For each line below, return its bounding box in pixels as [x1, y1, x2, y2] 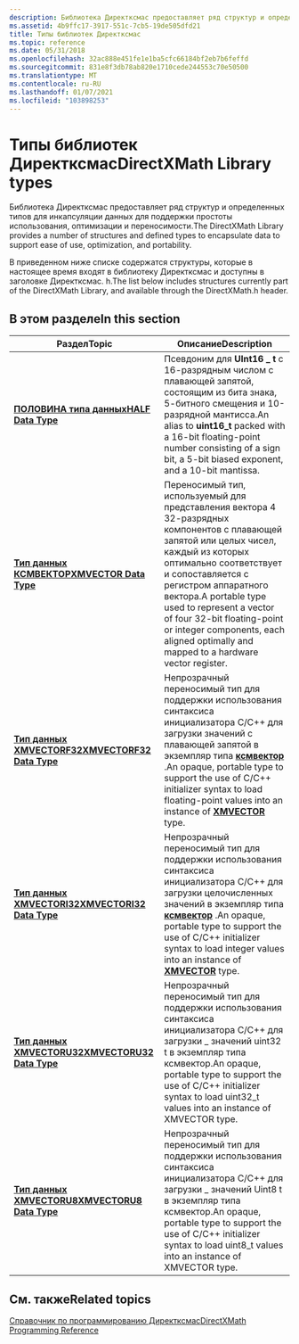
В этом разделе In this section [9, 311, 181, 326]
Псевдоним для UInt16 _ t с [164, 353, 284, 366]
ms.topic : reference [9, 37, 86, 47]
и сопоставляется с [164, 568, 249, 581]
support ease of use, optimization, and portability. [9, 240, 192, 251]
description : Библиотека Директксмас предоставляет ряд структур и [9, 12, 265, 22]
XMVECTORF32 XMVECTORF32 [13, 744, 151, 756]
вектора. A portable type [164, 590, 267, 603]
